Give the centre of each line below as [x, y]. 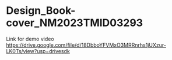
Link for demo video [30, 39]
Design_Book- [41, 11]
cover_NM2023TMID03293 [75, 23]
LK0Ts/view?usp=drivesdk [38, 51]
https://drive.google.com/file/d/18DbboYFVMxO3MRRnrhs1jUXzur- [86, 45]
